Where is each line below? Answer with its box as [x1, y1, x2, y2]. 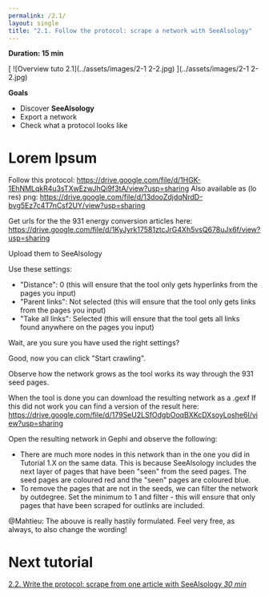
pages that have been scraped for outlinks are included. [19, 501, 205, 510]
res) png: [8, 192, 38, 202]
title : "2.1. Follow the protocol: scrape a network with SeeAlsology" [8, 26, 252, 34]
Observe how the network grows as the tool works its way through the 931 [8, 369, 254, 379]
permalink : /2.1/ [8, 11, 66, 20]
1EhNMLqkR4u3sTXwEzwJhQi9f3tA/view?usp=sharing [8, 184, 190, 193]
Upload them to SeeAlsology [8, 249, 102, 259]
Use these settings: [8, 264, 72, 274]
